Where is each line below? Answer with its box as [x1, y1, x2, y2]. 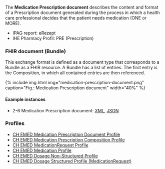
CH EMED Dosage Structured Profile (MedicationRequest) [12, 158, 131, 164]
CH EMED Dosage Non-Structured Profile [12, 152, 98, 158]
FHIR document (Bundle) [5, 48, 66, 55]
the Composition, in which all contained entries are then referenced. [5, 70, 145, 76]
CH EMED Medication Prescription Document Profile [12, 131, 120, 137]
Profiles [5, 120, 25, 127]
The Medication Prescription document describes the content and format [5, 5, 158, 10]
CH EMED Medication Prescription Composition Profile [12, 136, 125, 142]
